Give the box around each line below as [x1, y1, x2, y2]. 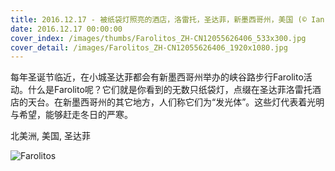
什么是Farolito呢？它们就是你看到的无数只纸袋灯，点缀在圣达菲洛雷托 [27, 84, 313, 96]
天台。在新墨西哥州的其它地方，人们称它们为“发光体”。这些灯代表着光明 [27, 96, 325, 108]
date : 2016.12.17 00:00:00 [10, 24, 123, 34]
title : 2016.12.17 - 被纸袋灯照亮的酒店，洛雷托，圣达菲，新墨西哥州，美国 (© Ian [10, 14, 325, 25]
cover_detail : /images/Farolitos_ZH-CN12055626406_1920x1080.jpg [10, 42, 288, 53]
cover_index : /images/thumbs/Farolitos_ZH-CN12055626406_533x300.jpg [10, 33, 307, 43]
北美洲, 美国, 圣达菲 [10, 130, 91, 142]
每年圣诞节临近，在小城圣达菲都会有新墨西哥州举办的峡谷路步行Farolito [10, 71, 304, 83]
